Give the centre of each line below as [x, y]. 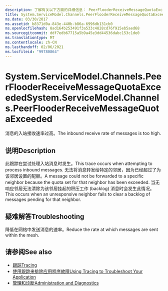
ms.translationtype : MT [30, 38]
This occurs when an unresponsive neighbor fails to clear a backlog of [78, 194]
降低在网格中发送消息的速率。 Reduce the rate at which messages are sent [82, 229]
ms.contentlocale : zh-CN [31, 42]
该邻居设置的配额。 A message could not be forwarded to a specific [74, 176]
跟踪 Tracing [25, 265]
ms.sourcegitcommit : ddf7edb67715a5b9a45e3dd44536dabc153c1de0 [72, 33]
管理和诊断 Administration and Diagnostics [55, 282]
